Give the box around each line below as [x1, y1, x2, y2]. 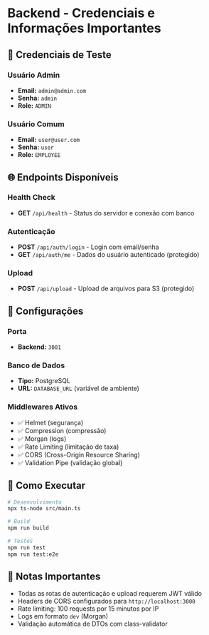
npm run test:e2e [7, 551, 59, 558]
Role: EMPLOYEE [17, 151, 61, 159]
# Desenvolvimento [7, 498, 62, 506]
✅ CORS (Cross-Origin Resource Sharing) [17, 450, 141, 459]
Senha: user [17, 143, 55, 151]
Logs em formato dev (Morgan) [17, 612, 109, 621]
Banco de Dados [7, 360, 65, 370]
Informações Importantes [7, 20, 161, 36]
